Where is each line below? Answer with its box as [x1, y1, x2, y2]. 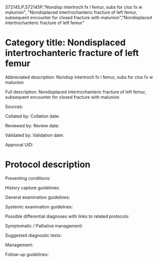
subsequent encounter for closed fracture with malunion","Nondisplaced [5, 15, 152, 20]
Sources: [5, 103, 24, 110]
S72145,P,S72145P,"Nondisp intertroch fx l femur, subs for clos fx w [5, 4, 143, 10]
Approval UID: [5, 142, 33, 147]
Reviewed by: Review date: [5, 122, 60, 128]
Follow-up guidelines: [5, 251, 49, 257]
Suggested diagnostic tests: [5, 232, 62, 238]
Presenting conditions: [5, 175, 51, 181]
